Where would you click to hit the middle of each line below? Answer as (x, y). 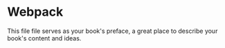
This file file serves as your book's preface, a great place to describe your (112, 31)
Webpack (35, 12)
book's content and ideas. (44, 38)
